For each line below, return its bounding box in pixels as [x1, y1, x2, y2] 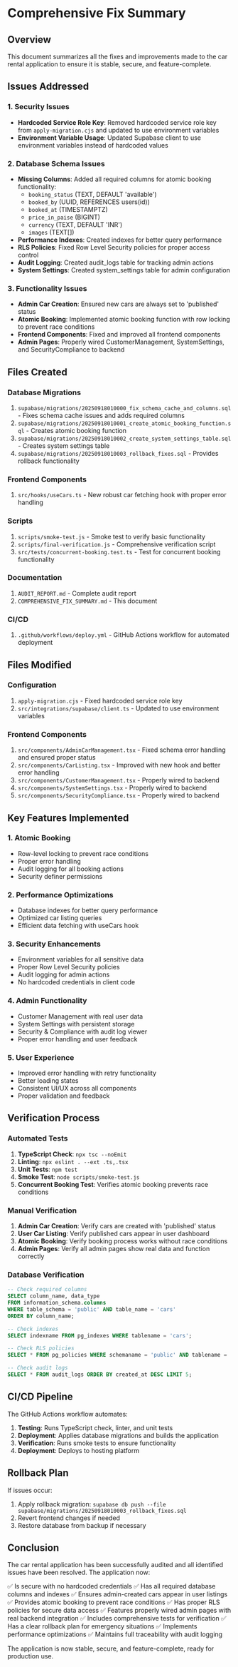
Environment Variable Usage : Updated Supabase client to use [17, 133, 201, 142]
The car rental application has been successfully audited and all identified [7, 1561, 224, 1569]
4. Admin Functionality [7, 996, 87, 1006]
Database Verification [7, 1270, 85, 1280]
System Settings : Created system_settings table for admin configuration [17, 265, 231, 274]
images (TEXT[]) [28, 228, 75, 236]
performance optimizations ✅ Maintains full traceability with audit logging [7, 1630, 222, 1638]
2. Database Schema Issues [7, 158, 105, 168]
